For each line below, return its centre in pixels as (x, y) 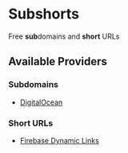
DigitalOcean (41, 102)
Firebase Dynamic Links (60, 140)
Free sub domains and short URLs (64, 36)
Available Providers (58, 62)
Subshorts (44, 14)
